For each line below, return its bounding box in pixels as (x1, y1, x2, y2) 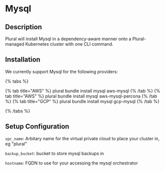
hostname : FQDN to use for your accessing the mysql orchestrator (5, 160, 138, 166)
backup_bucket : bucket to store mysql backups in (5, 150, 104, 156)
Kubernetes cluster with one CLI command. (25, 41, 114, 47)
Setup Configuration (5, 122, 70, 131)
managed (5, 41, 25, 47)
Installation (5, 56, 41, 64)
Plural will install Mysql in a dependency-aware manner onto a (5, 36, 132, 42)
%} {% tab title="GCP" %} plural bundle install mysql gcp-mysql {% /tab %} (5, 98, 160, 104)
